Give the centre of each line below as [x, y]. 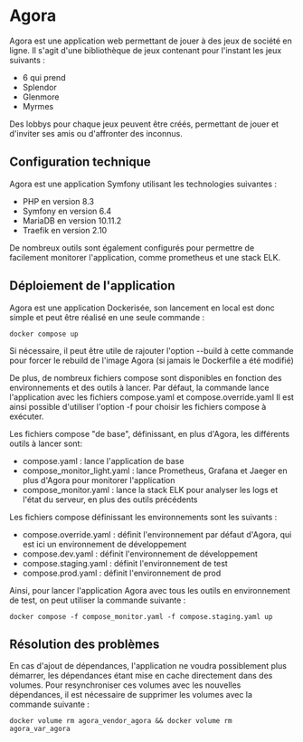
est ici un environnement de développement [104, 544]
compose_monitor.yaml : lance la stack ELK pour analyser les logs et [150, 490]
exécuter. [27, 416]
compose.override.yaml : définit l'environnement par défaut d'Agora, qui [157, 534]
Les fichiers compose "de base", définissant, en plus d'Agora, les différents [150, 433]
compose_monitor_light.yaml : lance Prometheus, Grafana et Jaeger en [155, 471]
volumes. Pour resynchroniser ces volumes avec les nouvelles [125, 685]
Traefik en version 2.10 [65, 230]
